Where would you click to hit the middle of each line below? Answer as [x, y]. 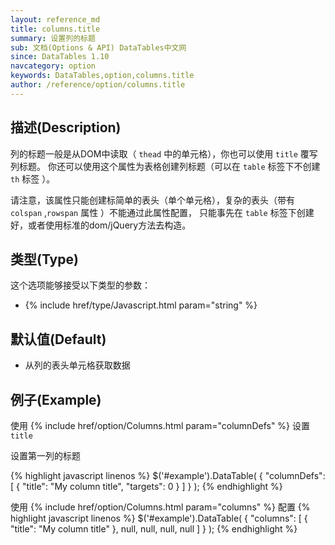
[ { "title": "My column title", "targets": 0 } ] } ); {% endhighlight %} [146, 486]
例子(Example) [56, 399]
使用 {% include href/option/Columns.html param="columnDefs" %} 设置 [160, 425]
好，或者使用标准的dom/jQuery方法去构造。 [101, 225]
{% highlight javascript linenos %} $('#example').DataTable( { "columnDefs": [168, 475]
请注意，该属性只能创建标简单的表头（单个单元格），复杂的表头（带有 [152, 200]
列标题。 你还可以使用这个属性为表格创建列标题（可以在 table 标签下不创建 [165, 166]
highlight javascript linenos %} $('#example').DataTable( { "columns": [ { [159, 518]
